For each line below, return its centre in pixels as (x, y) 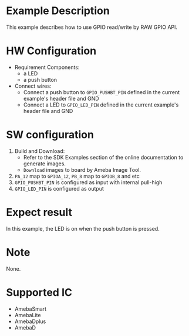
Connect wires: (33, 86)
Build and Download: (40, 151)
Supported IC (39, 292)
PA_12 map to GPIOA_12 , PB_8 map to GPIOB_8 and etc (77, 176)
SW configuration (50, 135)
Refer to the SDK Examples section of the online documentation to (103, 157)
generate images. (45, 164)
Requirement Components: (47, 67)
